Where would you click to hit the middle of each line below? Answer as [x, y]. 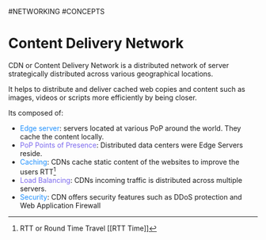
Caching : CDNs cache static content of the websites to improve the [129, 162]
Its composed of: [36, 112]
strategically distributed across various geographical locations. [111, 74]
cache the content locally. [62, 136]
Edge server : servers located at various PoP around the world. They [130, 128]
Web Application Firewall [60, 205]
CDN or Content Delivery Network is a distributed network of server [119, 65]
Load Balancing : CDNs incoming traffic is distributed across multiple [131, 180]
